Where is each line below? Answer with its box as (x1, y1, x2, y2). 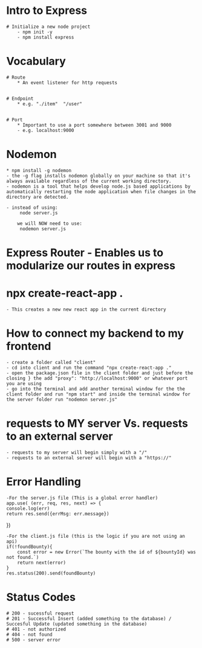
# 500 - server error (6, 636, 61, 643)
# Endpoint (6, 95, 34, 102)
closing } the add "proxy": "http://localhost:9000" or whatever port (6, 375, 188, 382)
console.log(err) (6, 505, 50, 512)
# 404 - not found (6, 631, 53, 638)
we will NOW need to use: (17, 220, 83, 226)
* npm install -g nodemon (6, 167, 71, 173)
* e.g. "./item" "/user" (17, 101, 83, 107)
